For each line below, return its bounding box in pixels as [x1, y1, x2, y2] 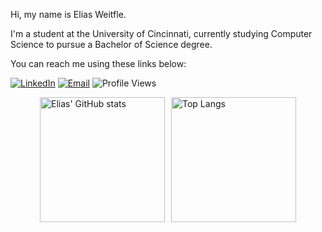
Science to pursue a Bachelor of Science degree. [10, 39, 213, 50]
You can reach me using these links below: [10, 58, 187, 69]
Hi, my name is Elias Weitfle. [10, 9, 127, 20]
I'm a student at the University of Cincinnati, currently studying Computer [10, 28, 313, 39]
